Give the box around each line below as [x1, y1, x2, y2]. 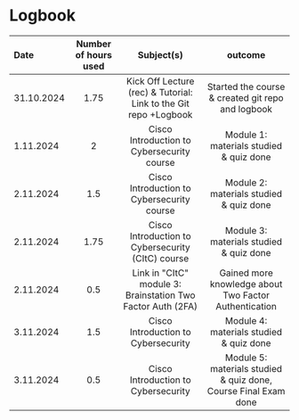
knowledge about [209, 277, 283, 290]
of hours [75, 48, 113, 61]
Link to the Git [131, 97, 190, 110]
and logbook [220, 103, 273, 115]
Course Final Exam [206, 384, 286, 397]
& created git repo [208, 91, 284, 103]
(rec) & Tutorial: [127, 86, 193, 98]
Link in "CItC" [132, 267, 190, 279]
